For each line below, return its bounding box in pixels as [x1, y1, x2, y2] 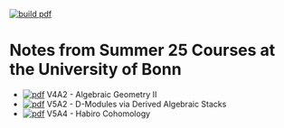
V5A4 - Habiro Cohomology [46, 108, 151, 119]
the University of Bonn [9, 59, 183, 80]
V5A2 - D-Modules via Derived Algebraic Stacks [46, 98, 227, 109]
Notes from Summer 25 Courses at [9, 41, 276, 60]
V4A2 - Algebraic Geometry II [46, 88, 157, 99]
